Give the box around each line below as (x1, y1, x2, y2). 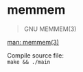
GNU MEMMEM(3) (23, 25, 77, 33)
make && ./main (7, 58, 51, 65)
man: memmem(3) (7, 38, 60, 46)
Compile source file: (7, 51, 64, 60)
